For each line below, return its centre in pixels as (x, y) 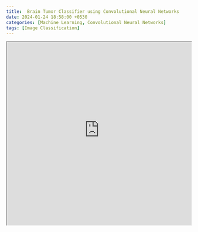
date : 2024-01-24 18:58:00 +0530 (47, 17)
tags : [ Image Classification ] (43, 28)
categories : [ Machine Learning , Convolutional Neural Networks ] (86, 22)
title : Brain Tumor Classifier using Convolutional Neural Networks (93, 11)
